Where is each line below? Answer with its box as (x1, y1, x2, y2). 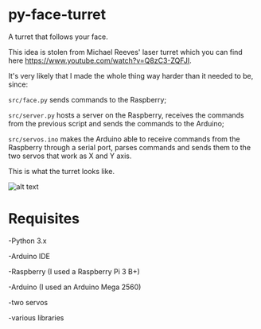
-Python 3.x (8, 236, 47, 246)
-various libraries (8, 312, 64, 323)
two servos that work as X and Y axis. (8, 151, 132, 161)
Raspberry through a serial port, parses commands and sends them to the (8, 142, 251, 152)
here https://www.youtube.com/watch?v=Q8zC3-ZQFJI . (8, 56, 193, 65)
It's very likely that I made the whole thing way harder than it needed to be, (8, 71, 254, 80)
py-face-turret (8, 6, 107, 24)
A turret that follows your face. (8, 32, 109, 41)
